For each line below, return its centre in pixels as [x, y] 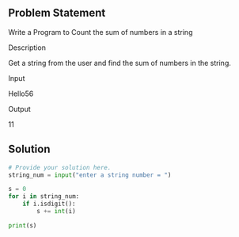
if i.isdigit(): [49, 204]
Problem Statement [57, 13]
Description [27, 48]
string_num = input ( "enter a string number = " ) [90, 175]
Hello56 [21, 94]
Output [19, 109]
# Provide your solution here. [60, 167]
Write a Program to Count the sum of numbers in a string [101, 32]
